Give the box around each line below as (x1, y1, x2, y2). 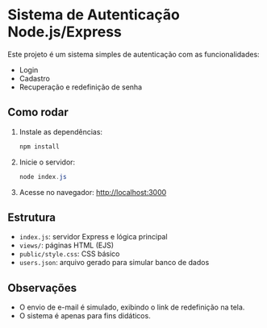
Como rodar (7, 106, 69, 119)
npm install (19, 143, 60, 151)
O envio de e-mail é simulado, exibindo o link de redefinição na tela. (19, 302, 245, 312)
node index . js (19, 172, 67, 181)
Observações (7, 280, 77, 295)
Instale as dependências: (19, 127, 102, 136)
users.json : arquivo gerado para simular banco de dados (19, 258, 210, 268)
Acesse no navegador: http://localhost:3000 (19, 187, 167, 197)
